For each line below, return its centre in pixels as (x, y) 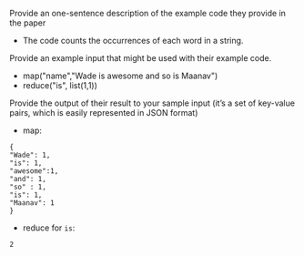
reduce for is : (49, 228)
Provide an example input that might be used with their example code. (141, 58)
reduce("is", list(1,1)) (60, 85)
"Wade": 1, (30, 155)
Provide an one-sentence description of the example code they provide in (148, 13)
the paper (28, 23)
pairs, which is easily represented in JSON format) (104, 113)
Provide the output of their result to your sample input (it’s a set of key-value (152, 103)
